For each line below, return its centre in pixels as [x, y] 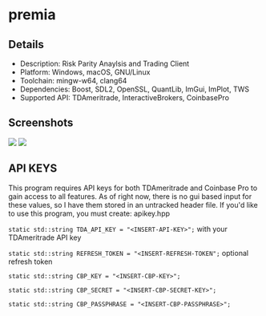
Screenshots [41, 123]
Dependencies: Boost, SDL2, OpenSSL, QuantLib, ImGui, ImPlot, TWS [135, 89]
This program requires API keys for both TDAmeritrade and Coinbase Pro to [133, 188]
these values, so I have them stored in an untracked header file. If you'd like [133, 205]
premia [32, 15]
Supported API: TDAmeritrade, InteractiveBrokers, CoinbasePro [125, 97]
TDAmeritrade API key [45, 237]
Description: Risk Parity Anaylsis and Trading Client [105, 63]
